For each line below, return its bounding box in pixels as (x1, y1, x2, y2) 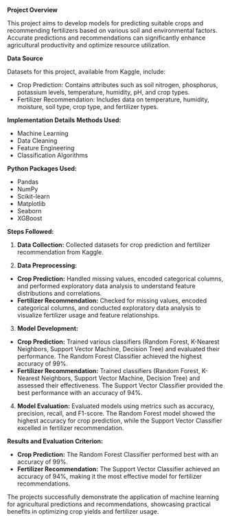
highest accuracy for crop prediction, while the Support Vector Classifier (16, 416, 223, 425)
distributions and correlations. (16, 289, 102, 297)
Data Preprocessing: (16, 261, 78, 270)
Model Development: (16, 324, 79, 332)
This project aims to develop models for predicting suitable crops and (7, 19, 204, 27)
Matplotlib (16, 200, 46, 208)
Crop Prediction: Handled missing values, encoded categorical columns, (16, 274, 224, 283)
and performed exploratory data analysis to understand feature (16, 282, 196, 290)
